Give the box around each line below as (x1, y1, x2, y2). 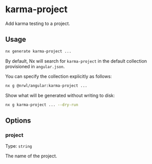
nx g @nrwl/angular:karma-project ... (5, 83, 87, 88)
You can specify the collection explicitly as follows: (5, 73, 112, 79)
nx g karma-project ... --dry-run (5, 102, 79, 107)
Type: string (5, 143, 32, 149)
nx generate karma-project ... (5, 48, 72, 54)
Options (5, 116, 32, 125)
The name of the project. (5, 153, 57, 159)
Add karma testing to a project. (5, 20, 70, 26)
